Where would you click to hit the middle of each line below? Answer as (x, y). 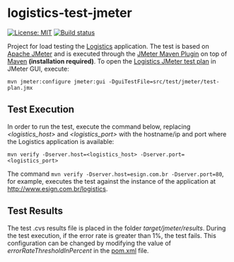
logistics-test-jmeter (70, 13)
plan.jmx (20, 88)
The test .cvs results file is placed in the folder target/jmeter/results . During (117, 228)
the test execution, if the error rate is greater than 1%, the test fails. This (112, 235)
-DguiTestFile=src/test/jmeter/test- (164, 82)
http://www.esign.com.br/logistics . (58, 189)
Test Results (35, 211)
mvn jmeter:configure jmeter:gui (57, 82)
